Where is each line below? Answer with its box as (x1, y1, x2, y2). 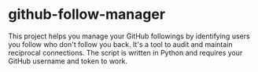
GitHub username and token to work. (8, 56, 128, 66)
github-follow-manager (8, 5, 166, 23)
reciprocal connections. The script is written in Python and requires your (8, 48, 243, 57)
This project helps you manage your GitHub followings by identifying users (8, 31, 250, 41)
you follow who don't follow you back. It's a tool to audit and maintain (8, 39, 234, 49)
